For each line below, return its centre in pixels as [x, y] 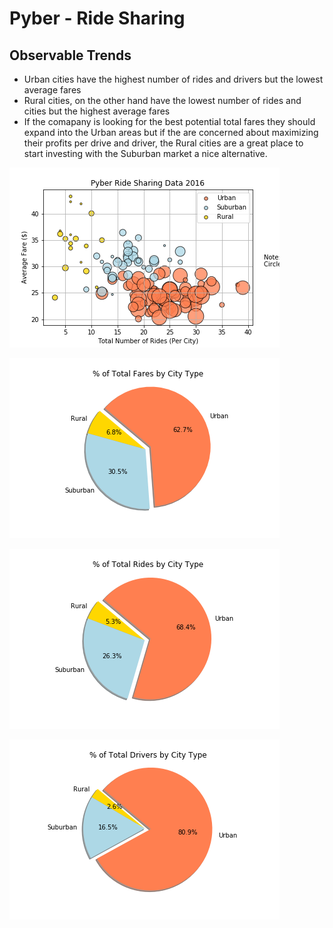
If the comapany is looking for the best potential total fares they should [169, 121]
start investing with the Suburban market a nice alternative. [145, 153]
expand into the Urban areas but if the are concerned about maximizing [171, 132]
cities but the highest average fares [97, 111]
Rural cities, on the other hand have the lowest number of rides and [162, 100]
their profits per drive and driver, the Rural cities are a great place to [163, 143]
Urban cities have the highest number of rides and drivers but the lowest [173, 79]
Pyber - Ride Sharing [97, 18]
